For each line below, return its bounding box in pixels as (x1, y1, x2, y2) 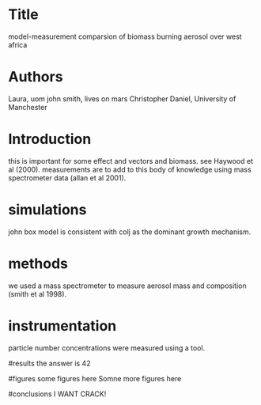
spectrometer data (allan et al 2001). (8, 172, 127, 183)
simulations (8, 201, 87, 218)
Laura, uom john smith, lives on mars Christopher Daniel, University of (8, 93, 236, 104)
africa (8, 40, 28, 49)
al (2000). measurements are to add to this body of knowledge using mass (8, 165, 252, 174)
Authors (8, 68, 63, 86)
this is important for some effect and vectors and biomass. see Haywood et (8, 156, 254, 165)
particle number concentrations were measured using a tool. (8, 343, 206, 353)
